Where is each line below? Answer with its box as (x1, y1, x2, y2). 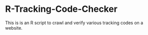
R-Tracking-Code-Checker (5, 3, 118, 15)
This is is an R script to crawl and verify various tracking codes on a (5, 20, 144, 26)
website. (5, 25, 23, 31)
